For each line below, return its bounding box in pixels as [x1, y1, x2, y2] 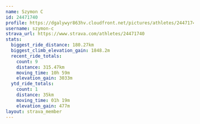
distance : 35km [16, 92, 54, 98]
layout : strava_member [5, 108, 62, 114]
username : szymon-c [5, 25, 54, 32]
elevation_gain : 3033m [16, 75, 73, 81]
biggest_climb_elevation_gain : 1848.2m [11, 48, 110, 54]
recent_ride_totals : [11, 53, 62, 59]
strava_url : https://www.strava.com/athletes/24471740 [5, 31, 145, 37]
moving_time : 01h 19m [16, 97, 70, 103]
